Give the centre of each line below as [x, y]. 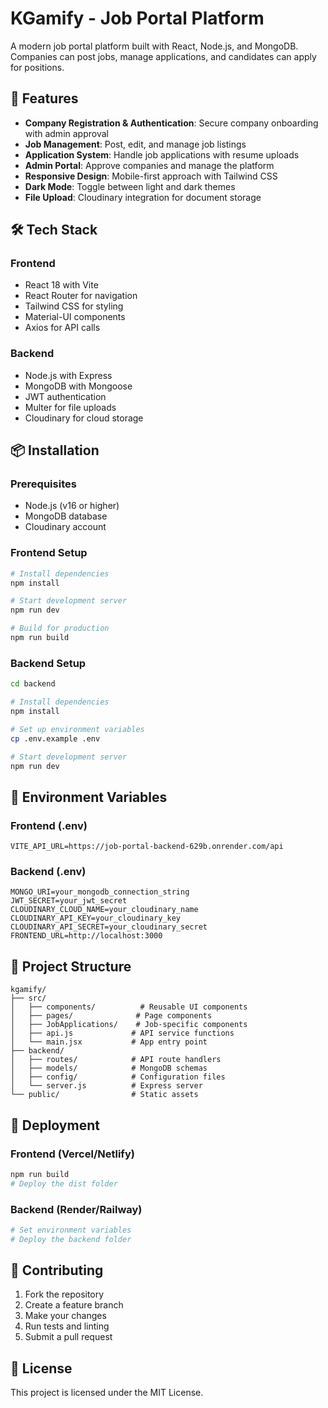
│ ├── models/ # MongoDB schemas [109, 1068]
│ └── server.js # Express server [106, 1086]
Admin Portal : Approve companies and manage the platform [149, 165]
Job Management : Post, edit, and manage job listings [135, 144]
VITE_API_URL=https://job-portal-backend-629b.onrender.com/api [147, 847]
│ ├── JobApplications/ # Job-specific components [129, 1025]
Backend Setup [48, 663]
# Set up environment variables [77, 729]
